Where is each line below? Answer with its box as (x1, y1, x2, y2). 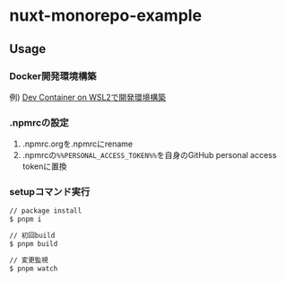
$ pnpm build (9, 240, 58, 249)
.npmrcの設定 (9, 116, 69, 128)
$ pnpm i (9, 215, 42, 225)
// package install (9, 207, 82, 216)
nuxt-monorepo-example (9, 5, 203, 26)
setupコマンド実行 (9, 186, 91, 198)
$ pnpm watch (9, 264, 58, 273)
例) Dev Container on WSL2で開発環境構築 (9, 92, 167, 102)
